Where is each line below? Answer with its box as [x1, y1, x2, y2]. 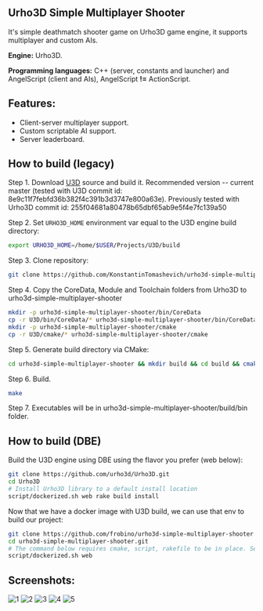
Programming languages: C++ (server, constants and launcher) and [8, 66, 229, 75]
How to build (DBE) [8, 435, 102, 448]
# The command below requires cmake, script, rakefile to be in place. [8, 544, 247, 552]
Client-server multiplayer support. [19, 118, 129, 127]
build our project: [8, 515, 64, 524]
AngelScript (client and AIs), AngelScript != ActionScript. [8, 74, 191, 83]
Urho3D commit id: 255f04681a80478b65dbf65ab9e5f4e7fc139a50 [8, 203, 227, 213]
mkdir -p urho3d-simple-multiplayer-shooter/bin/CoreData [8, 309, 201, 317]
